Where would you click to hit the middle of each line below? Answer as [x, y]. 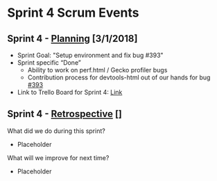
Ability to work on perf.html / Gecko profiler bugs [97, 70]
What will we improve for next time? [58, 157]
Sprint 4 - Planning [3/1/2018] [72, 39]
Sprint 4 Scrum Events [73, 13]
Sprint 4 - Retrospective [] [65, 114]
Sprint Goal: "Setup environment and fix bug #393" [90, 55]
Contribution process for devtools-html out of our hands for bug [119, 77]
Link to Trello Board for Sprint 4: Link [70, 92]
